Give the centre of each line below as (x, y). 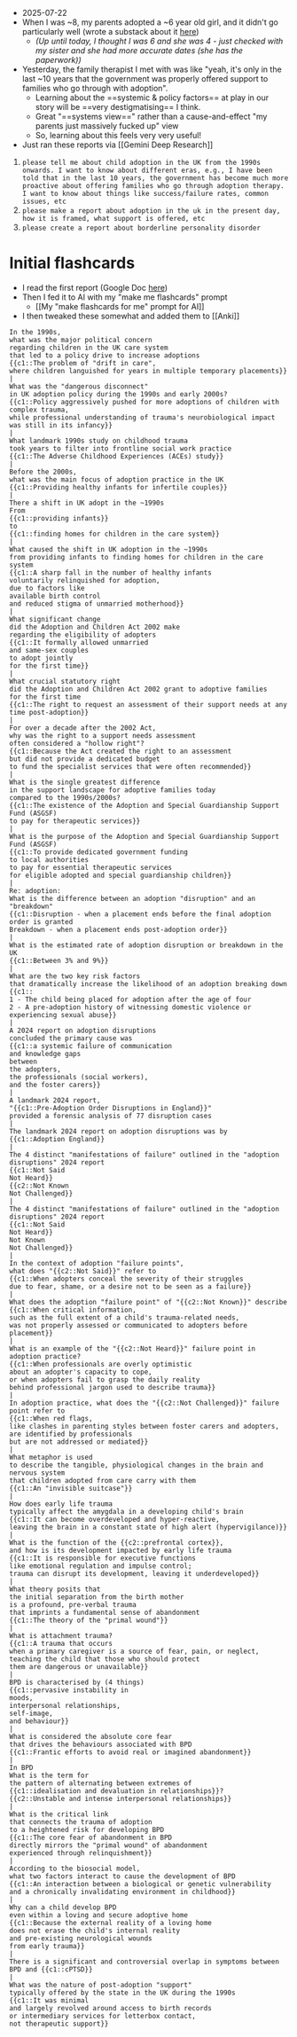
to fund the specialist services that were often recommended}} (130, 766)
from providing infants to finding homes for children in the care (137, 557)
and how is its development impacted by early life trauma (121, 1550)
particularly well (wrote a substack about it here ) (110, 31)
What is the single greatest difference (85, 782)
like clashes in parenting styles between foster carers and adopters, (144, 1426)
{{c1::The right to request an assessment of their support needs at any (148, 704)
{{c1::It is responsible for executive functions (103, 1558)
